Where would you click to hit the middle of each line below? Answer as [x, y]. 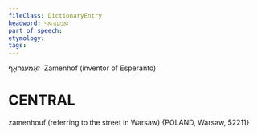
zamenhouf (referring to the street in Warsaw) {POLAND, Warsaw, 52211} [129, 123]
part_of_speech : [35, 30]
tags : [17, 46]
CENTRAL [42, 100]
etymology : [27, 38]
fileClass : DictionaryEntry [55, 16]
